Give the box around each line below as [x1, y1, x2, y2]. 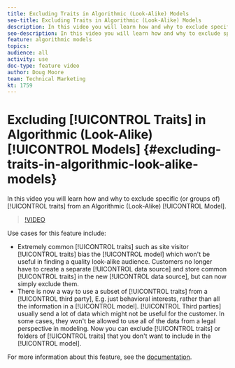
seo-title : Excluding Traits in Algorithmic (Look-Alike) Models [7, 17, 201, 24]
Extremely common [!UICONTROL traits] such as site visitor [17, 243, 190, 251]
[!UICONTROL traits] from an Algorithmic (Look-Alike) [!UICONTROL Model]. [7, 202, 227, 211]
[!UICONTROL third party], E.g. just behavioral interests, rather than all [17, 295, 220, 303]
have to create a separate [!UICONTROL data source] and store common [17, 265, 227, 274]
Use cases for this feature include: [7, 229, 106, 238]
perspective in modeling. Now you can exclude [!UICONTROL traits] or [17, 325, 221, 333]
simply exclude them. [17, 280, 79, 288]
